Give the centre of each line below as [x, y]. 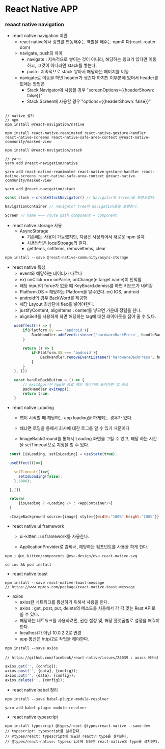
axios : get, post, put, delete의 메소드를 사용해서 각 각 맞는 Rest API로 [87, 608]
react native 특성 [29, 267]
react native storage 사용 [37, 226]
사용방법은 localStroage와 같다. [57, 243]
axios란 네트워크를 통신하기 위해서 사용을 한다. [64, 602]
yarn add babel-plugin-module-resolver [46, 708]
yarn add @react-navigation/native [41, 163]
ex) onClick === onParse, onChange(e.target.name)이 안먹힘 [81, 280]
